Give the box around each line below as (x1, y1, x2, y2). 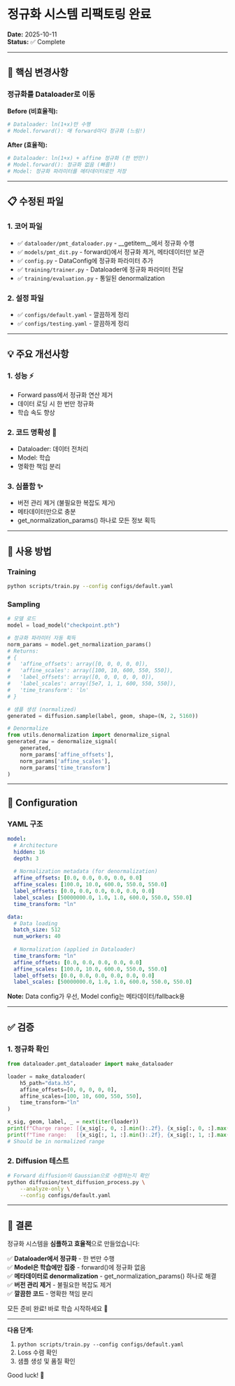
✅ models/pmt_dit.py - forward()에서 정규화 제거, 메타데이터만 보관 (17, 247, 205, 256)
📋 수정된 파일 (7, 196, 64, 208)
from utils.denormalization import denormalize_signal (7, 731, 171, 739)
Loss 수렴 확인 (17, 1348, 58, 1357)
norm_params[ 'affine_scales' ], (20, 757, 111, 765)
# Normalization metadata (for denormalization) (13, 868, 158, 875)
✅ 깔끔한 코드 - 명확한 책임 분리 (7, 1289, 93, 1298)
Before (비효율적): (7, 107, 58, 115)
